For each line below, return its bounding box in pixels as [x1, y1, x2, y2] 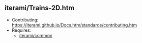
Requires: [11, 27, 31, 33]
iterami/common [19, 32, 53, 38]
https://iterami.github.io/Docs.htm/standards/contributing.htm [11, 22, 137, 28]
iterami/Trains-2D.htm [4, 4, 75, 12]
